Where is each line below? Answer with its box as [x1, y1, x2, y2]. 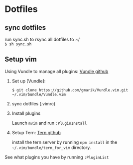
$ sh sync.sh [4, 42, 32, 47]
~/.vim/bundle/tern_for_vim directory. [11, 144, 91, 150]
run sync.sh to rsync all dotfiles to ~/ [4, 36, 80, 42]
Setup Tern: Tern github [11, 129, 61, 135]
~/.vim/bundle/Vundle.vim [11, 92, 66, 97]
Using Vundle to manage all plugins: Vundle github [4, 68, 109, 74]
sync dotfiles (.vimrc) [11, 100, 56, 106]
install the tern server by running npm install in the [11, 139, 118, 145]
